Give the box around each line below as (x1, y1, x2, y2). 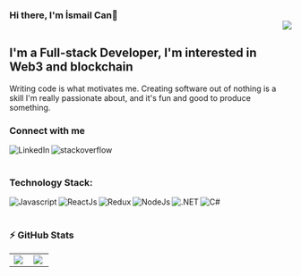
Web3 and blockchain (9, 59, 133, 75)
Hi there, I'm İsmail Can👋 (9, 9, 118, 21)
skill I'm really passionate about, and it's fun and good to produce (9, 92, 251, 103)
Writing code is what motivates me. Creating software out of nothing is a (9, 83, 277, 94)
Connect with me (9, 124, 85, 137)
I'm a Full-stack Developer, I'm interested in (9, 46, 257, 61)
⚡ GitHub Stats (9, 229, 74, 241)
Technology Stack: (9, 176, 93, 188)
